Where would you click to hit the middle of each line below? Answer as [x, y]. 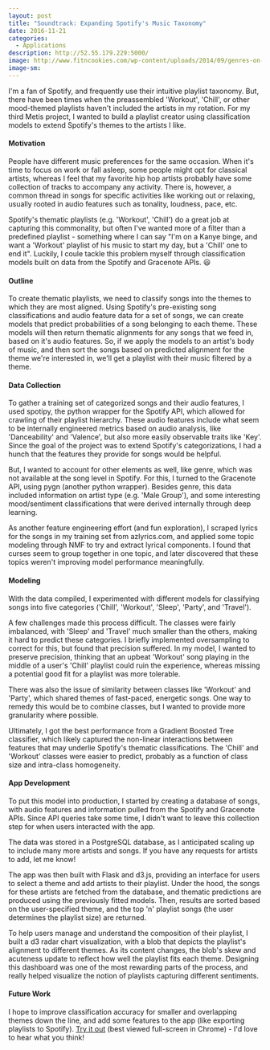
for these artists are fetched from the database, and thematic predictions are [135, 892]
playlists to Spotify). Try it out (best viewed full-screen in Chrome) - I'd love [133, 1028]
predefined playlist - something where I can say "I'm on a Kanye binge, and [133, 236]
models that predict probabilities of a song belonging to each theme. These [133, 324]
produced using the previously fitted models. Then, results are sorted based [134, 900]
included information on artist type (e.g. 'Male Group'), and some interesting [134, 496]
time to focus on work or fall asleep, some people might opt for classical [128, 170]
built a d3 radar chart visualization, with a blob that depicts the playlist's [127, 942]
